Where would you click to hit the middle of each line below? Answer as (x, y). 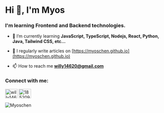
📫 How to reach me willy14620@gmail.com (58, 66)
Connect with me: (27, 81)
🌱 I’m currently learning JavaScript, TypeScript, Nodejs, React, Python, (85, 36)
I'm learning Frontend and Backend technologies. (65, 26)
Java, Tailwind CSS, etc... (39, 41)
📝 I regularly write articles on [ (43, 51)
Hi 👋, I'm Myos (35, 10)
